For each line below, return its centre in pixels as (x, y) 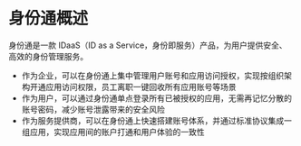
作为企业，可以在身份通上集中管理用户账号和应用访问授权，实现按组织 (153, 75)
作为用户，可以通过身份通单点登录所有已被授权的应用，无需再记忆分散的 (156, 98)
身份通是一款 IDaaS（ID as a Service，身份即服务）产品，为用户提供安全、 (148, 45)
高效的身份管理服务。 (48, 56)
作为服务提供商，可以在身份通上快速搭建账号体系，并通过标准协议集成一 (156, 120)
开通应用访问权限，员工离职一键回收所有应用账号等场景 (133, 87)
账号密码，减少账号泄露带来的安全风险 (93, 109)
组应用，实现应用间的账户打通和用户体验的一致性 (113, 132)
